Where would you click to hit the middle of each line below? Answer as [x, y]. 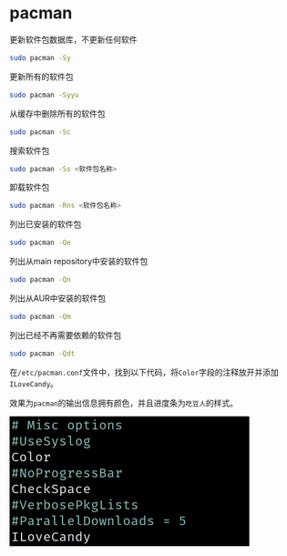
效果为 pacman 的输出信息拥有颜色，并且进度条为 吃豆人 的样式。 [124, 403]
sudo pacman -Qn [40, 280]
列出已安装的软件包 [46, 224]
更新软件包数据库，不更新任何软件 [73, 39]
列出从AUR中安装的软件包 [58, 298]
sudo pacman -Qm [40, 317]
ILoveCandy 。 [34, 383]
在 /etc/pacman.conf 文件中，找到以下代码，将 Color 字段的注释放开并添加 [144, 372]
